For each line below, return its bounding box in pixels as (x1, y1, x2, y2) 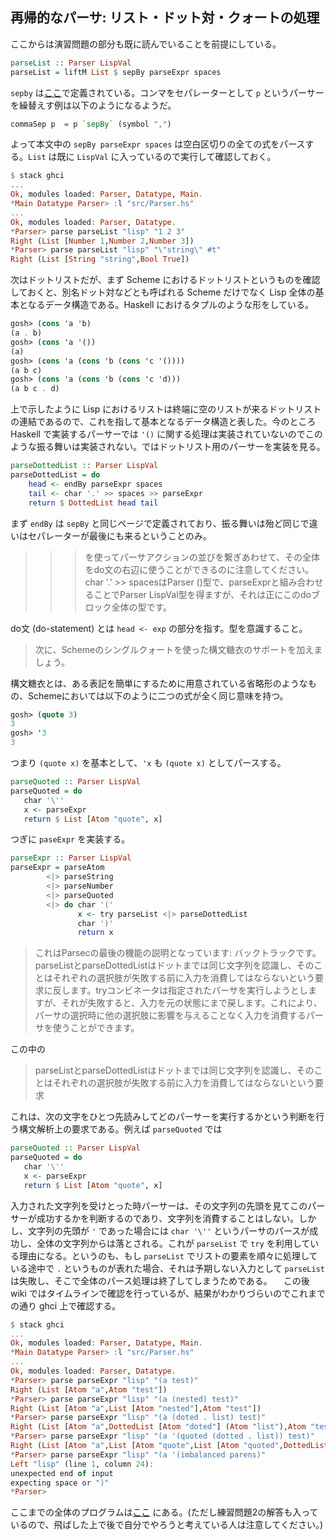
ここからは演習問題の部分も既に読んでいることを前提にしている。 (10, 38, 282, 50)
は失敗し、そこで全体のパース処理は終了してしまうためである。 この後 (10, 1274, 310, 1287)
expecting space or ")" (10, 1478, 110, 1488)
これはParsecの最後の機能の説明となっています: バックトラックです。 (34, 947, 322, 959)
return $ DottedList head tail (28, 498, 159, 508)
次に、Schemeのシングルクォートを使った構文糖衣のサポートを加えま (34, 643, 323, 655)
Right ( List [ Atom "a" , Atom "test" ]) (10, 1384, 168, 1395)
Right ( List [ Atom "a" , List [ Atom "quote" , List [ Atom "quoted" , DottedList (10, 1441, 329, 1451)
